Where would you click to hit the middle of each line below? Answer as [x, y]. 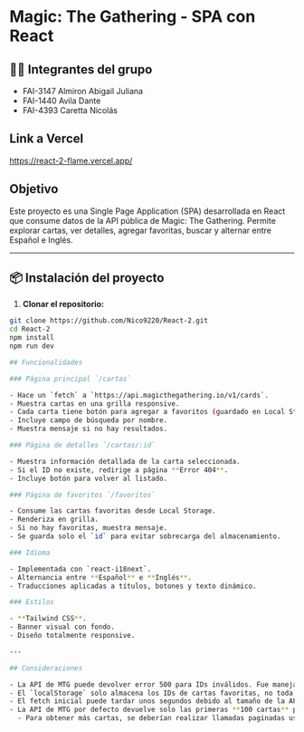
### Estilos [32, 602]
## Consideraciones [46, 668]
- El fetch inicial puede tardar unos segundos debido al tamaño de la [147, 701]
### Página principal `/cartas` [70, 379]
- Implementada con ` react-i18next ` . [81, 569]
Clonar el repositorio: [63, 304]
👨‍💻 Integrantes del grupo [81, 69]
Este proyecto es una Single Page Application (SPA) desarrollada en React [147, 211]
